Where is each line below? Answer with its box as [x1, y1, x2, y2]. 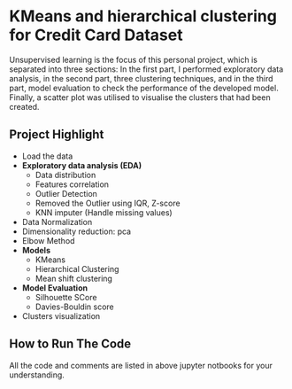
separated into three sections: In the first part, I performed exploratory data [9, 64, 284, 74]
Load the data [21, 151, 73, 161]
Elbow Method [21, 235, 75, 245]
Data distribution [35, 169, 96, 180]
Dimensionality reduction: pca [21, 226, 131, 237]
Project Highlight [9, 127, 104, 143]
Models [21, 245, 51, 255]
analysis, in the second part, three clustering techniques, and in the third [9, 73, 273, 83]
